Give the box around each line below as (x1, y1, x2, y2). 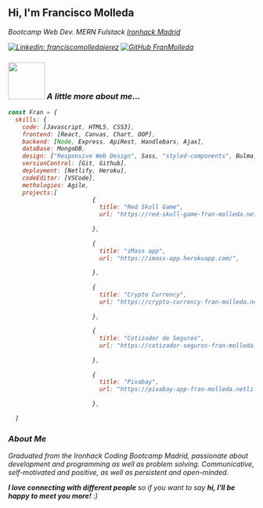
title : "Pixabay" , (99, 378, 159, 386)
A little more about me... (46, 90, 141, 101)
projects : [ (22, 188, 58, 197)
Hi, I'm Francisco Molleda (8, 6, 135, 20)
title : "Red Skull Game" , (99, 203, 184, 211)
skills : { (15, 115, 47, 124)
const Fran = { (8, 109, 58, 117)
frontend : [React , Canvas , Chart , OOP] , (22, 130, 156, 138)
